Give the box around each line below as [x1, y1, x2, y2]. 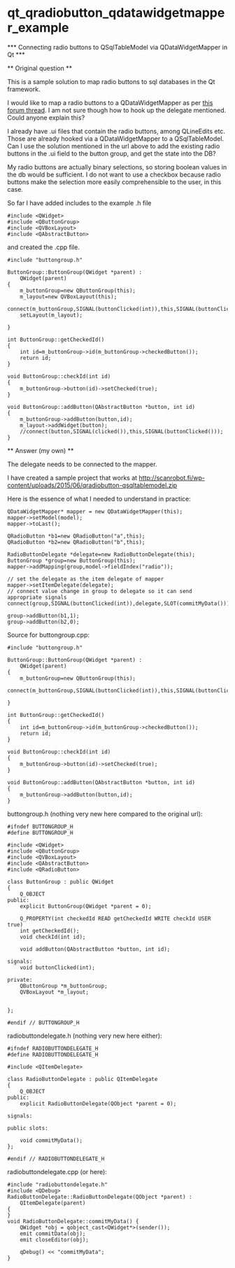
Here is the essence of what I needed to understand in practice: [7, 494, 191, 503]
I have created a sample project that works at [7, 473, 138, 482]
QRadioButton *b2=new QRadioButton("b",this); [7, 538, 145, 545]
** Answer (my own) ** [7, 446, 74, 454]
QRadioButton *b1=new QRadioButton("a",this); [7, 532, 145, 540]
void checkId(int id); [20, 933, 86, 940]
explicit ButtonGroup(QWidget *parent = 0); [20, 903, 152, 910]
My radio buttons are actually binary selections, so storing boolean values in [7, 162, 227, 171]
